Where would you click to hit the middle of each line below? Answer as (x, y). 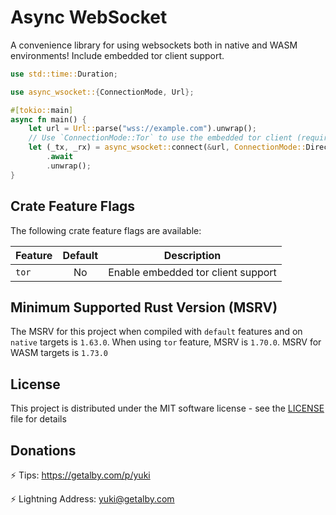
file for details (38, 419)
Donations (43, 450)
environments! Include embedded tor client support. (117, 55)
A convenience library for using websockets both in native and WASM (154, 45)
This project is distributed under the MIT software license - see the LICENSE (167, 408)
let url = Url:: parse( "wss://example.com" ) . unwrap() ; (142, 129)
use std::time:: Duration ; (64, 74)
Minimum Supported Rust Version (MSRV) (144, 307)
